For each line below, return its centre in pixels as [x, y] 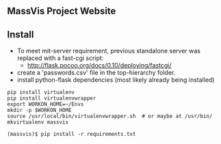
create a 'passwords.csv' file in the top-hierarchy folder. [96, 73]
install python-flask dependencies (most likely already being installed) [116, 80]
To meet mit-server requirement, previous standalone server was [108, 51]
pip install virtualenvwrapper [52, 98]
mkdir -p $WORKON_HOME [39, 111]
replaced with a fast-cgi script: [60, 58]
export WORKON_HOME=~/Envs [45, 104]
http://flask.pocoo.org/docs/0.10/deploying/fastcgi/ [100, 66]
